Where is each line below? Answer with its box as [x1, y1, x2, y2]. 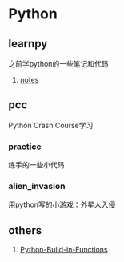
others [8, 224, 42, 237]
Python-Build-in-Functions [19, 245, 108, 255]
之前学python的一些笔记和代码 [8, 59, 109, 68]
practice [8, 141, 42, 152]
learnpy [8, 37, 48, 50]
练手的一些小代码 [8, 160, 65, 170]
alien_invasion [8, 181, 66, 192]
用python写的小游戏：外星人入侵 [8, 200, 116, 209]
